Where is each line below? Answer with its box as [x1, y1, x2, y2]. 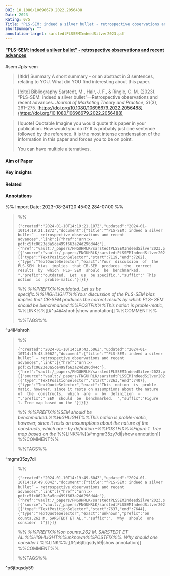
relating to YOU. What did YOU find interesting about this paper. [17, 79, 151, 85]
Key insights [5, 169, 32, 175]
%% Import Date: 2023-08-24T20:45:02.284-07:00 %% [5, 204, 124, 210]
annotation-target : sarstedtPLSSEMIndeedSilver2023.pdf [5, 31, 125, 36]
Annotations [5, 193, 32, 199]
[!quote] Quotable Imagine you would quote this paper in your [17, 120, 147, 126]
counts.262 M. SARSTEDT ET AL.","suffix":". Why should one [17, 516, 154, 521]
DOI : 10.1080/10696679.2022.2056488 [5, 7, 82, 13]
